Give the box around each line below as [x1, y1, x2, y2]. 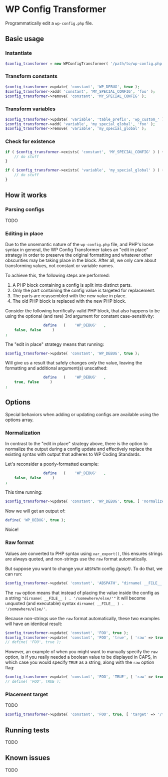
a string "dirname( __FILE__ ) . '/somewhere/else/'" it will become [5, 595, 146, 601]
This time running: [5, 489, 42, 495]
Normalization [5, 429, 41, 436]
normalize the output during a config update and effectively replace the [5, 446, 152, 452]
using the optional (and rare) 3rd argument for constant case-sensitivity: [5, 313, 154, 319]
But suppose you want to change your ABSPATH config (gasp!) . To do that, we [5, 565, 163, 571]
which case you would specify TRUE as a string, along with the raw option [5, 659, 154, 665]
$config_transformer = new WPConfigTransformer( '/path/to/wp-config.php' [5, 61, 164, 66]
